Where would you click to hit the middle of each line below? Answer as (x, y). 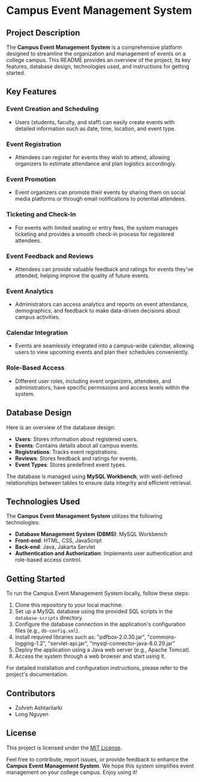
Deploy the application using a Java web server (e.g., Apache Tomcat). (103, 650)
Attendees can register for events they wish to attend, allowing (92, 157)
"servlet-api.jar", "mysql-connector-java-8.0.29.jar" (111, 643)
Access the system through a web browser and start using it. (90, 656)
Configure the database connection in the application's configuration (100, 624)
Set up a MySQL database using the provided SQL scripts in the (94, 611)
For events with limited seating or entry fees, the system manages (96, 227)
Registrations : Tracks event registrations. (66, 452)
